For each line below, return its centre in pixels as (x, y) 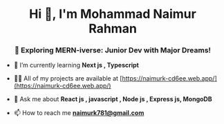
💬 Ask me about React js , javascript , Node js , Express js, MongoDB (113, 99)
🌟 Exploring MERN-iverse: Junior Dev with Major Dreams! (113, 50)
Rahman (113, 29)
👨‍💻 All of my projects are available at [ (68, 79)
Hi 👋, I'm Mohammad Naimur (113, 14)
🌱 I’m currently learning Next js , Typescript (76, 65)
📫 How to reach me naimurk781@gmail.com (79, 113)
